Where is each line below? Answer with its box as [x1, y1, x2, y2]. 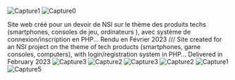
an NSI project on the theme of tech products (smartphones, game [7, 43, 201, 51]
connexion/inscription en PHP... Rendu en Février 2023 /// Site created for [7, 35, 222, 44]
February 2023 [7, 58, 51, 66]
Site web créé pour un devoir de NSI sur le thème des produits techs [7, 20, 207, 28]
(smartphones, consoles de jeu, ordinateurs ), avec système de [7, 28, 191, 36]
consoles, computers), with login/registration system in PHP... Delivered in [7, 50, 223, 58]
